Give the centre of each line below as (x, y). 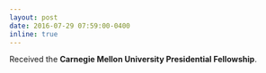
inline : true (34, 34)
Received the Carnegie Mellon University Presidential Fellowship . (133, 60)
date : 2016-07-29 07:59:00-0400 (70, 26)
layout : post (34, 17)
